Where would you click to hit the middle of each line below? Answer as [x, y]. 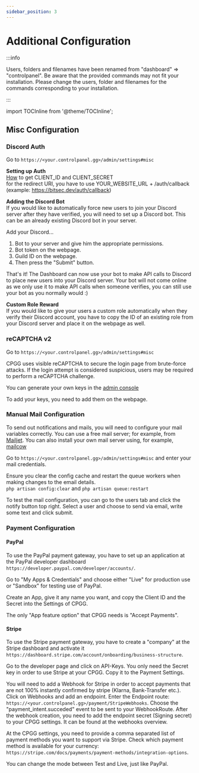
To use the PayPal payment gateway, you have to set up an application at [96, 555]
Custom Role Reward [32, 304]
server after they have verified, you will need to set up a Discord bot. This [96, 214]
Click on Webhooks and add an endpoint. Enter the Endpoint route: [88, 697]
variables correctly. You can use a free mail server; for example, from [91, 433]
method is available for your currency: [53, 746]
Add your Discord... [30, 232]
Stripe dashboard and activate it [45, 648]
